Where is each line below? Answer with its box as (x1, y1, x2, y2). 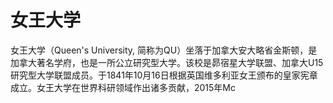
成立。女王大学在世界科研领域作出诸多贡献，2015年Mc (10, 81, 237, 93)
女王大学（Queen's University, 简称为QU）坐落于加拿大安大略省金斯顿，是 (10, 44, 318, 56)
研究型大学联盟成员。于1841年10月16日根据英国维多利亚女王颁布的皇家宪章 (10, 69, 318, 81)
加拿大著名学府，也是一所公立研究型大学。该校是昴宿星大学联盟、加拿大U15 (10, 56, 324, 68)
